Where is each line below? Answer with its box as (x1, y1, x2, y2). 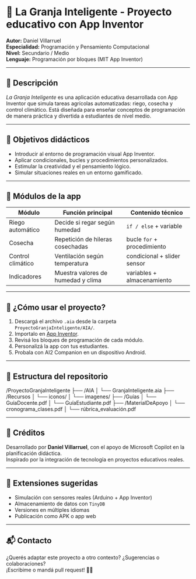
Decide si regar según (54, 219, 115, 227)
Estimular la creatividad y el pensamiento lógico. (14, 163, 131, 170)
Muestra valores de (54, 269, 108, 277)
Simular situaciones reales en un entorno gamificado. (14, 169, 143, 176)
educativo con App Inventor (6, 18, 144, 31)
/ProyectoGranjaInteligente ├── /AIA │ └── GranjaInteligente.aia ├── (6, 387, 174, 394)
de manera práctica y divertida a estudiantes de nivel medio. (6, 112, 152, 119)
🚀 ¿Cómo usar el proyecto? (6, 302, 106, 312)
